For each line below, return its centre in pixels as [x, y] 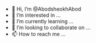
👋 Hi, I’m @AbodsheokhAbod [46, 9]
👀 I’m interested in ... [36, 15]
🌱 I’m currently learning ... [42, 21]
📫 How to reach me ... [38, 34]
